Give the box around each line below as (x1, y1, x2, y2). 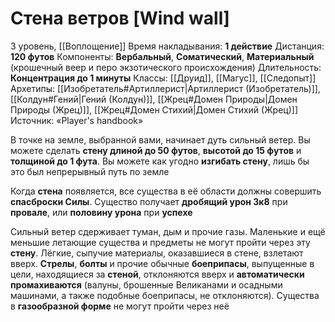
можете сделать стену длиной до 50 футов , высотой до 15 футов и (10, 144, 302, 156)
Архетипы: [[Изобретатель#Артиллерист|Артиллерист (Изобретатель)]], (10, 82, 321, 94)
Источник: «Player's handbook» (10, 114, 144, 126)
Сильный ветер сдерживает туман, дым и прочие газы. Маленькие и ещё (10, 225, 326, 237)
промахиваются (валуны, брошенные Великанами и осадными (10, 278, 283, 291)
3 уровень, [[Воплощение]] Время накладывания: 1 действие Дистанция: (10, 40, 325, 52)
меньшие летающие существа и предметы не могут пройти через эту (10, 236, 311, 248)
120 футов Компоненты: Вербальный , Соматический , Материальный (10, 50, 315, 62)
